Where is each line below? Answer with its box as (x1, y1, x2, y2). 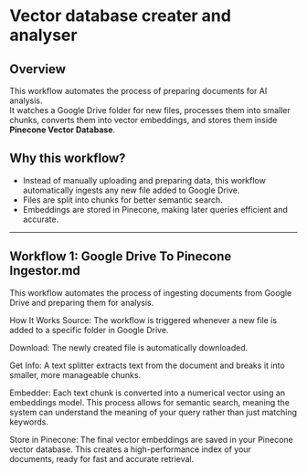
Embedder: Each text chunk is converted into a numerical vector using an (9, 387, 286, 398)
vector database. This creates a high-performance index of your (9, 444, 251, 455)
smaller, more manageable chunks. (9, 369, 142, 380)
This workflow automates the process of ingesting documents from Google (9, 287, 292, 298)
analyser (9, 25, 78, 46)
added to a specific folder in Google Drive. (9, 324, 169, 335)
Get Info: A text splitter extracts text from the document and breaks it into (9, 360, 285, 371)
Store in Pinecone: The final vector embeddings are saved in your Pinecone (9, 434, 294, 445)
